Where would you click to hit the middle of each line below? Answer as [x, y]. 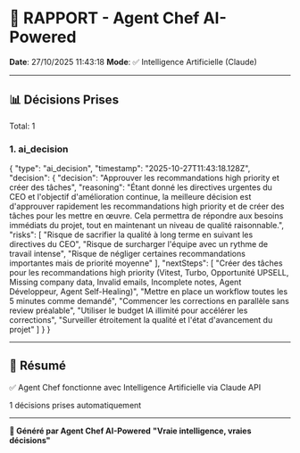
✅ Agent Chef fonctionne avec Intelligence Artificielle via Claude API [135, 387]
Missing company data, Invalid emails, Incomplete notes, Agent [125, 282]
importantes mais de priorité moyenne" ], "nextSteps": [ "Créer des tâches [146, 263]
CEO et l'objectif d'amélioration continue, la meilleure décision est [130, 197]
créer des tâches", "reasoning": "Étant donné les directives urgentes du [141, 187]
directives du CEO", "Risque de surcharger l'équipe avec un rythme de [139, 244]
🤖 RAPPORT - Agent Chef [104, 18]
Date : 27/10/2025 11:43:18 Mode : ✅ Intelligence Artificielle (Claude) [133, 62]
